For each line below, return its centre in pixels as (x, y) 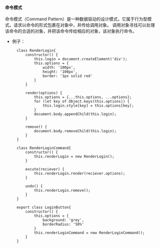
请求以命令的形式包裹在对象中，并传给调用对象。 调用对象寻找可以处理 (84, 25)
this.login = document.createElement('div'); (80, 59)
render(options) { (44, 93)
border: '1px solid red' (68, 76)
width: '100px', (59, 68)
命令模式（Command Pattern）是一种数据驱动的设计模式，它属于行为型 (76, 19)
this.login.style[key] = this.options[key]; (88, 106)
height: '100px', (60, 72)
